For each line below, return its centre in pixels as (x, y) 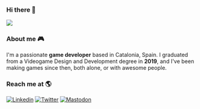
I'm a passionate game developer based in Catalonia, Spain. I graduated (97, 55)
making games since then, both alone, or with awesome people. (87, 67)
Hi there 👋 (21, 10)
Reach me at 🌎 (29, 84)
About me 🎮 (25, 39)
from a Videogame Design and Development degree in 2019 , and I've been (100, 61)
